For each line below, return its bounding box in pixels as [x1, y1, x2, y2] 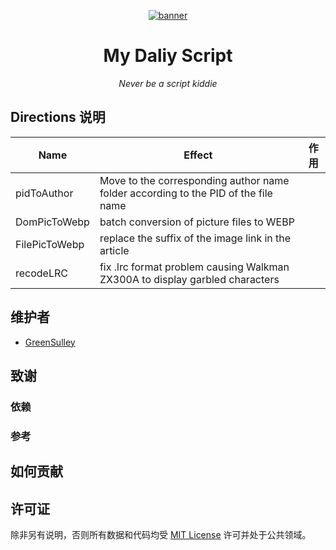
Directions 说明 [10, 109, 106, 126]
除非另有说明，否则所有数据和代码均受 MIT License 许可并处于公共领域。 [10, 529, 312, 540]
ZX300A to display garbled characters [99, 272, 280, 286]
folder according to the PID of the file [99, 186, 273, 200]
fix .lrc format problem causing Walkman [99, 260, 290, 274]
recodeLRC [15, 266, 68, 280]
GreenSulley [24, 336, 76, 348]
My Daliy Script [103, 45, 233, 67]
